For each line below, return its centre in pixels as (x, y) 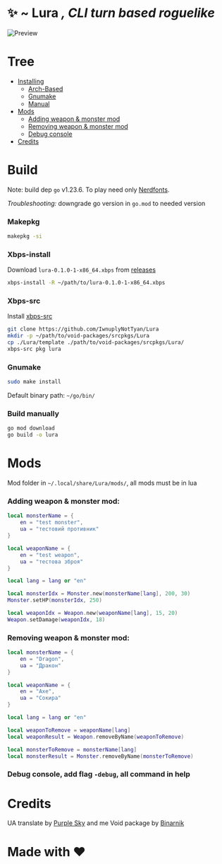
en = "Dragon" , (42, 659)
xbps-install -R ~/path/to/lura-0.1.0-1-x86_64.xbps (86, 283)
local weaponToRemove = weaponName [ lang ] (69, 730)
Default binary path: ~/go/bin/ (51, 396)
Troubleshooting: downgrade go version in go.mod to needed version (106, 203)
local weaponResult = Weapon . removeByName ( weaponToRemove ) (96, 737)
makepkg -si (25, 236)
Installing (31, 81)
